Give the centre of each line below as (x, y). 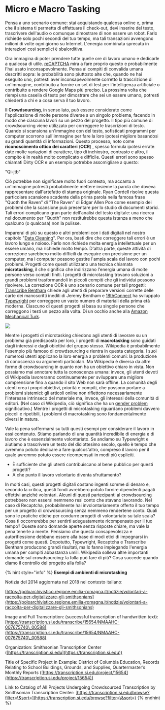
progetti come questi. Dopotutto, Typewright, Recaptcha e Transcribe (76, 542)
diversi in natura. (22, 419)
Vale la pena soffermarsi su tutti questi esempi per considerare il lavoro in (80, 428)
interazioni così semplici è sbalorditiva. (44, 49)
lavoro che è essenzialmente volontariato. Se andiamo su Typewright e (77, 439)
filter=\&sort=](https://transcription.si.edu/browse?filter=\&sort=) (71, 698)
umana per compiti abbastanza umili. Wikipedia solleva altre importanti (77, 552)
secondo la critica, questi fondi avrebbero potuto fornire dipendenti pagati (80, 489)
